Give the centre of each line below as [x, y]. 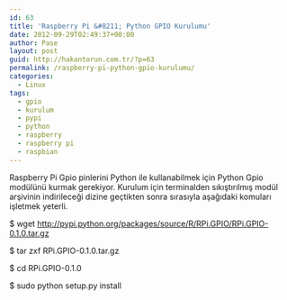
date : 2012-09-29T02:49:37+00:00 [72, 34]
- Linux [32, 85]
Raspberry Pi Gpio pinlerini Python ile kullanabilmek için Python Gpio [136, 177]
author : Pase [34, 43]
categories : [31, 77]
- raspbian [38, 151]
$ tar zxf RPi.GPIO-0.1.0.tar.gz [64, 250]
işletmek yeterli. [39, 206]
